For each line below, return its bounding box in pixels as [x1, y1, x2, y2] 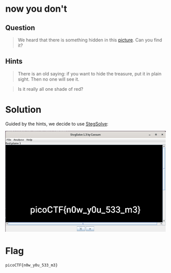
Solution [5, 104, 42, 115]
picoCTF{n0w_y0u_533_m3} [5, 263, 58, 268]
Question [5, 23, 35, 32]
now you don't [5, 3, 67, 15]
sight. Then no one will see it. [17, 76, 80, 82]
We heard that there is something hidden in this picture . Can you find [17, 37, 162, 43]
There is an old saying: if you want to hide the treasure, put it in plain [17, 70, 162, 77]
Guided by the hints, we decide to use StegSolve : [5, 120, 108, 127]
